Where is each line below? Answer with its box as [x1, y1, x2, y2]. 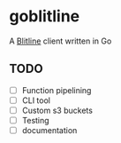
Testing [21, 115, 50, 125]
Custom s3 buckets [21, 105, 93, 115]
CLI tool [21, 95, 51, 106]
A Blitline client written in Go [9, 36, 112, 46]
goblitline [9, 6, 80, 27]
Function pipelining [21, 84, 92, 95]
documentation [21, 125, 78, 135]
